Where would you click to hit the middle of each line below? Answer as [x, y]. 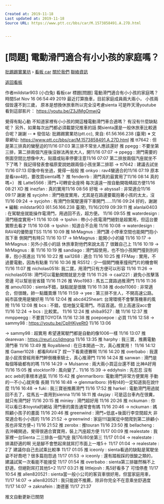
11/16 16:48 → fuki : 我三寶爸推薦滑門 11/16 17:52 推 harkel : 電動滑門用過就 [85, 388]
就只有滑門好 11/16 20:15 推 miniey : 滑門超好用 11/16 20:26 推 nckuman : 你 [80, 401]
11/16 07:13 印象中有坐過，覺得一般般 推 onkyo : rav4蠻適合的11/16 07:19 [77, 171]
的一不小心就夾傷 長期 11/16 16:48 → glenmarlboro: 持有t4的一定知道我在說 [80, 382]
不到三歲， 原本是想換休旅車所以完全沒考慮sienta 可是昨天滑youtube [87, 105]
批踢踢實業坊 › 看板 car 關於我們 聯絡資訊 [47, 72]
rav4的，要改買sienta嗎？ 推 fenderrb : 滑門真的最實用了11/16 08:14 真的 [86, 176]
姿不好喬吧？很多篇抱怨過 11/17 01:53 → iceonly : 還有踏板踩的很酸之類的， [80, 456]
